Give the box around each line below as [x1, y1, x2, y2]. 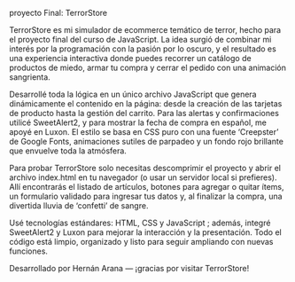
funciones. [9, 246, 49, 256]
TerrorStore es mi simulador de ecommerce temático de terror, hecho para [9, 25, 282, 35]
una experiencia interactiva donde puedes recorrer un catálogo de [9, 53, 252, 63]
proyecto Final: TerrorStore [9, 8, 108, 18]
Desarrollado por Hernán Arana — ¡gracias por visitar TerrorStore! [9, 263, 250, 273]
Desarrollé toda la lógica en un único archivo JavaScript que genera [9, 89, 257, 99]
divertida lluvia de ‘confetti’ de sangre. [9, 200, 149, 211]
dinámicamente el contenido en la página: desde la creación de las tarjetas [9, 98, 283, 109]
